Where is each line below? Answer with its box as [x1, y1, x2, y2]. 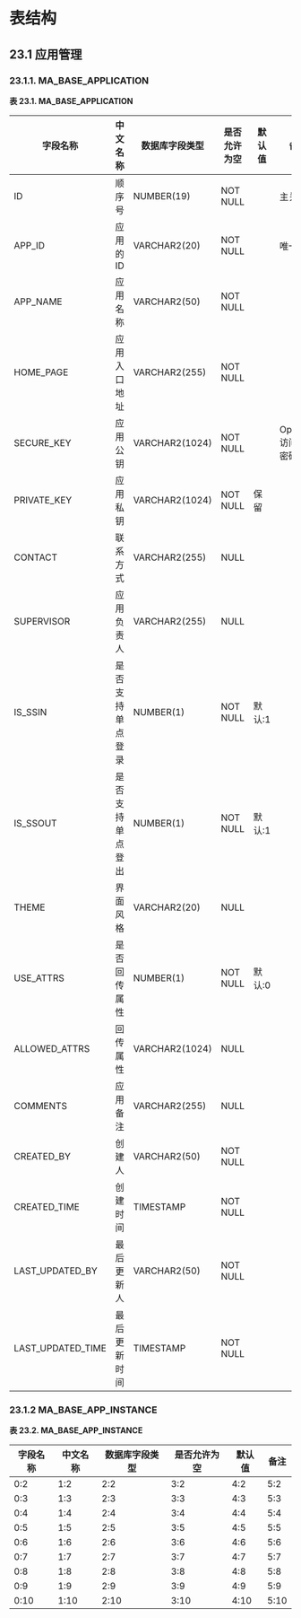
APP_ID [13, 239, 46, 251]
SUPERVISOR [13, 615, 71, 627]
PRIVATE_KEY [13, 494, 73, 506]
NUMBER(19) [133, 189, 191, 202]
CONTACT [13, 551, 58, 564]
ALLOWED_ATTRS [13, 1042, 90, 1054]
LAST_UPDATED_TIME [13, 1342, 107, 1354]
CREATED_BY [13, 1150, 72, 1162]
